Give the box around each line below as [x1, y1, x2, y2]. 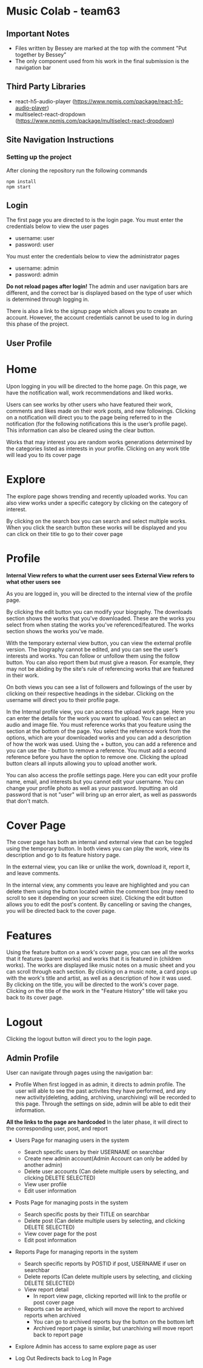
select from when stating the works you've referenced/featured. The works [6, 621, 194, 628]
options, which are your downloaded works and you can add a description [6, 734, 192, 741]
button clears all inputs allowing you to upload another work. [6, 760, 158, 767]
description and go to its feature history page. [6, 851, 121, 859]
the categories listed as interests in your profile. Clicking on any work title [6, 445, 190, 452]
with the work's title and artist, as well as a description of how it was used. [6, 974, 192, 982]
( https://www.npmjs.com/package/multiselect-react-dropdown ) [15, 117, 175, 124]
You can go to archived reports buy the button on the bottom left [33, 1318, 195, 1325]
